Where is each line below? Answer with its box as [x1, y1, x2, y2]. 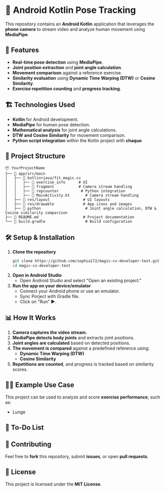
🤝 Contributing [5, 440, 52, 449]
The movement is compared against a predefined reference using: [12, 345, 150, 351]
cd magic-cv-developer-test [12, 263, 71, 268]
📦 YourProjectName [5, 166, 45, 171]
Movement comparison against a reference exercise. [12, 70, 122, 76]
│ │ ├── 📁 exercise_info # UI [5, 180, 88, 185]
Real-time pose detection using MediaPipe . [12, 59, 103, 65]
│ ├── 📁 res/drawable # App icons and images [5, 201, 133, 207]
